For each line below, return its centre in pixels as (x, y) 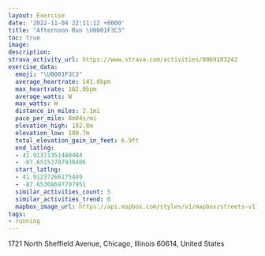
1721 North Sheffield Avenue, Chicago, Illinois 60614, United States (116, 244)
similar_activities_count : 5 (63, 192)
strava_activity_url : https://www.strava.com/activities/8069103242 (123, 60)
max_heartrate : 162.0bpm (56, 89)
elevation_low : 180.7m (52, 133)
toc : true (24, 38)
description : (30, 52)
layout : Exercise (37, 15)
